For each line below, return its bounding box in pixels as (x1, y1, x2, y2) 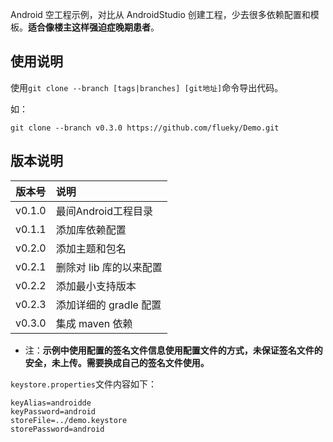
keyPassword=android (10, 406, 97, 417)
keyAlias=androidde (10, 398, 92, 408)
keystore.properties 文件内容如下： (10, 378, 158, 390)
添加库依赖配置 (55, 223, 127, 237)
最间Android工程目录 (55, 204, 154, 218)
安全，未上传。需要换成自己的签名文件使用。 (24, 356, 210, 368)
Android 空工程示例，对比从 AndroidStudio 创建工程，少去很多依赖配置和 (10, 9, 311, 20)
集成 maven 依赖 (55, 316, 133, 330)
